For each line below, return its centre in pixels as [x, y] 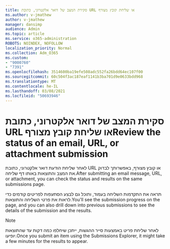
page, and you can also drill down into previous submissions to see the [80, 205]
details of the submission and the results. [49, 211]
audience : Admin [23, 29]
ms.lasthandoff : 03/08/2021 [35, 91]
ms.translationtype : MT [31, 81]
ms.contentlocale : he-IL [32, 86]
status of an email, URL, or [62, 143]
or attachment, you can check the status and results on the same [74, 179]
